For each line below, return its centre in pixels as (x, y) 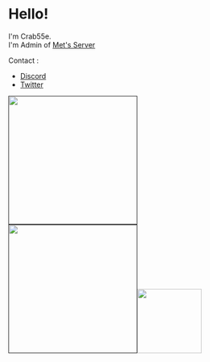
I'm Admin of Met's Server (52, 44)
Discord (33, 76)
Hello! (29, 14)
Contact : (23, 60)
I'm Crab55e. (30, 36)
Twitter (32, 84)
